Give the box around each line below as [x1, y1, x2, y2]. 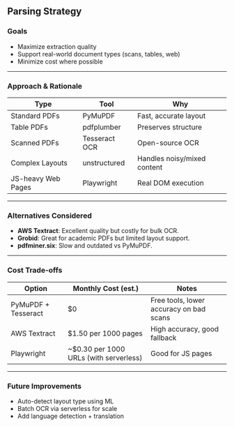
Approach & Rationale [7, 81, 82, 91]
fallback [150, 333, 177, 343]
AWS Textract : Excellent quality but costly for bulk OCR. [17, 227, 179, 235]
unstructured [82, 158, 125, 167]
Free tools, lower [150, 295, 205, 305]
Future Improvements [7, 381, 82, 391]
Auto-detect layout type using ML [17, 397, 114, 405]
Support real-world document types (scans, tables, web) [17, 50, 180, 58]
